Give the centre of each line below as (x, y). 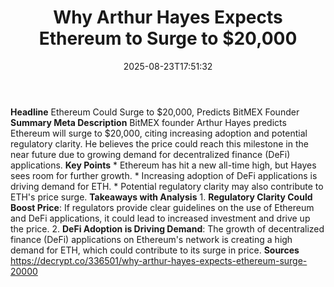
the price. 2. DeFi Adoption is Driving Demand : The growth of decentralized (167, 228)
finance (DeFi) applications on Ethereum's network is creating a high (151, 239)
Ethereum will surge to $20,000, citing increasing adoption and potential (159, 133)
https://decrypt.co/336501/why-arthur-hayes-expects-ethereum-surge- (159, 260)
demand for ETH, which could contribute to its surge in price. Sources (155, 250)
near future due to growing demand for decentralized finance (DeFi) (150, 154)
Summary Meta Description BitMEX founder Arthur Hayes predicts (148, 122)
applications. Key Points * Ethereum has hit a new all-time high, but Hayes (163, 165)
